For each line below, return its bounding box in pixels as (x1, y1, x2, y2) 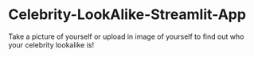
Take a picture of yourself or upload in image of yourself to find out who (8, 32, 244, 41)
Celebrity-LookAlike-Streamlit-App (8, 6, 247, 24)
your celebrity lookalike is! (8, 40, 94, 49)
